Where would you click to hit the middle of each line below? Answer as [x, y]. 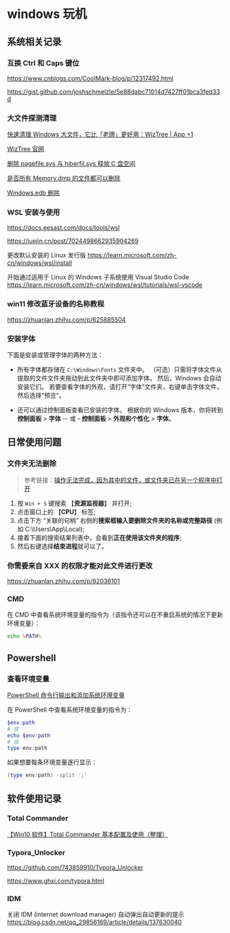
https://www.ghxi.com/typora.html [56, 881]
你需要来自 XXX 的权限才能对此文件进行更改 [80, 566]
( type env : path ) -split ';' [47, 775]
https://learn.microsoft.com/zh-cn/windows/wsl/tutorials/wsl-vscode [105, 285]
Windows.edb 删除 [34, 193]
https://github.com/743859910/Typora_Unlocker [75, 868]
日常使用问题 [34, 442]
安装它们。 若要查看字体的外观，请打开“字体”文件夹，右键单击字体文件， [120, 387]
